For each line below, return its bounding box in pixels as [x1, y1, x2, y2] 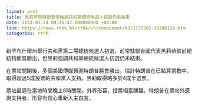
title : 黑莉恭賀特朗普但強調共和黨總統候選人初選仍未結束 [6, 14, 130, 20]
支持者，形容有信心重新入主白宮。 [11, 95, 94, 102]
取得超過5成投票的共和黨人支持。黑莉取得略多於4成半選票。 [6, 75, 152, 82]
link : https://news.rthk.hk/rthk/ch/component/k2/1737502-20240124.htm [6, 25, 186, 31]
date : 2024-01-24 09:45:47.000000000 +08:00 [6, 19, 117, 25]
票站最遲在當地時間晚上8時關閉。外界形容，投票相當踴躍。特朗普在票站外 [6, 87, 185, 94]
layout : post [6, 8, 38, 15]
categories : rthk [6, 31, 49, 36]
